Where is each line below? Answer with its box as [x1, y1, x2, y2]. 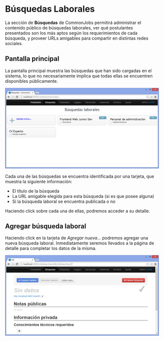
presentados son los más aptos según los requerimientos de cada [5, 30, 138, 36]
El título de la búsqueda [12, 188, 60, 194]
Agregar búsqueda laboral [5, 222, 86, 230]
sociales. [5, 40, 23, 46]
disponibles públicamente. [5, 78, 58, 84]
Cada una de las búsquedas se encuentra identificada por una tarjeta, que [5, 173, 155, 179]
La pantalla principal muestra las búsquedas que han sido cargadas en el [5, 68, 152, 73]
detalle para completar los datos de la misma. [5, 245, 97, 251]
